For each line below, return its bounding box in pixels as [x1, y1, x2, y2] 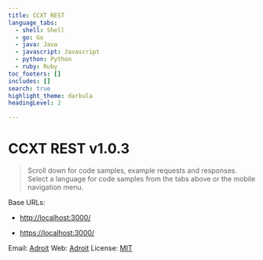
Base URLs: [8, 198, 46, 207]
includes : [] [8, 77, 51, 85]
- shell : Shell [15, 26, 65, 34]
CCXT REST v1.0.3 [8, 140, 130, 158]
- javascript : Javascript [15, 48, 100, 56]
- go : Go [15, 33, 44, 42]
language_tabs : [8, 19, 58, 27]
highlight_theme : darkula [8, 92, 93, 100]
